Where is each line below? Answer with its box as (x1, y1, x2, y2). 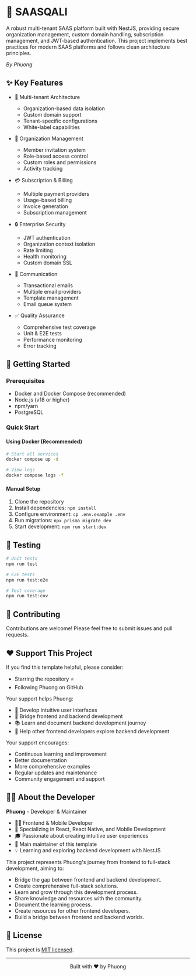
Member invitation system (23, 146, 86, 153)
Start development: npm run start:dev (14, 523, 107, 530)
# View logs (6, 467, 35, 473)
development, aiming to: (6, 865, 64, 872)
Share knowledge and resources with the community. (14, 895, 143, 902)
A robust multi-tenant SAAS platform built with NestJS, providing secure (6, 25, 180, 32)
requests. (6, 631, 29, 638)
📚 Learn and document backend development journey (14, 719, 146, 726)
